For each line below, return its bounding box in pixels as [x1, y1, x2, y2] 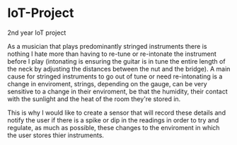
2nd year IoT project [7, 28, 67, 37]
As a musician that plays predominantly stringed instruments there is [7, 42, 207, 50]
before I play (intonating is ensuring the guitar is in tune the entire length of [7, 57, 226, 65]
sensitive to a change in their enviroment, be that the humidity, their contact [7, 87, 228, 95]
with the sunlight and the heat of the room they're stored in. [7, 94, 181, 103]
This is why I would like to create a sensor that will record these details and [7, 108, 226, 117]
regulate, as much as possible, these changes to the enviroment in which [7, 123, 221, 132]
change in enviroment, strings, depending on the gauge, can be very [7, 79, 207, 88]
